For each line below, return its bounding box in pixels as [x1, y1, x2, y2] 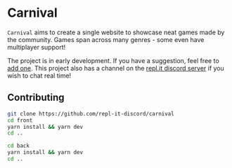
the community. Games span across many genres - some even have [7, 35, 205, 43]
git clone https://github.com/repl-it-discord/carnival [7, 110, 174, 117]
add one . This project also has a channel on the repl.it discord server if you [7, 64, 225, 72]
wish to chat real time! [7, 71, 72, 80]
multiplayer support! [7, 43, 65, 51]
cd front [7, 117, 33, 124]
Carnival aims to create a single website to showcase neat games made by [7, 28, 225, 36]
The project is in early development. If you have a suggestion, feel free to [7, 56, 219, 64]
